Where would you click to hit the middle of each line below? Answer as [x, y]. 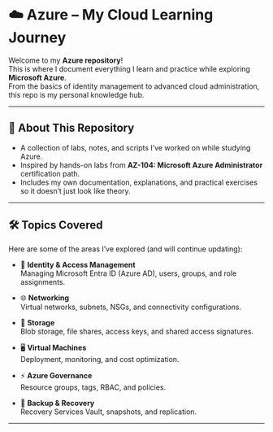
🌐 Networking [45, 298]
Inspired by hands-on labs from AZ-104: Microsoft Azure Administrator [141, 165]
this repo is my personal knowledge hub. [76, 94]
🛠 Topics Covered [56, 225]
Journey [37, 38]
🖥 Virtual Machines [53, 347]
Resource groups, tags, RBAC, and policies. [93, 387]
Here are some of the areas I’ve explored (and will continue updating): [126, 249]
